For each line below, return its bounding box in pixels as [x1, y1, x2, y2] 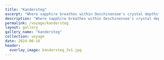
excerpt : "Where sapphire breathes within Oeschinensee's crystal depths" [5, 12, 161, 16]
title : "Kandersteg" [5, 7, 47, 12]
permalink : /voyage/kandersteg [5, 20, 69, 26]
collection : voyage [5, 34, 45, 39]
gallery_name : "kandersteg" [5, 30, 62, 34]
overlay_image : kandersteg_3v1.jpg [9, 47, 82, 52]
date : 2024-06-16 [5, 39, 41, 44]
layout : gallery [5, 25, 38, 30]
